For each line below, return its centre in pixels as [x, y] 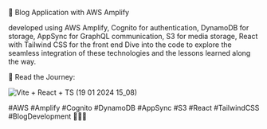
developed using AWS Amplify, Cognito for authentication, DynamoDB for [129, 27]
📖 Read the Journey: [42, 77]
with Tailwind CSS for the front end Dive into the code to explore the [120, 45]
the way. [22, 61]
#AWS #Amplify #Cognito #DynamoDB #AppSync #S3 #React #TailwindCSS [134, 108]
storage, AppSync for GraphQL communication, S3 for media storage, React [133, 36]
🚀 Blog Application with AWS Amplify [69, 12]
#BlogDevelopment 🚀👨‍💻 [48, 116]
